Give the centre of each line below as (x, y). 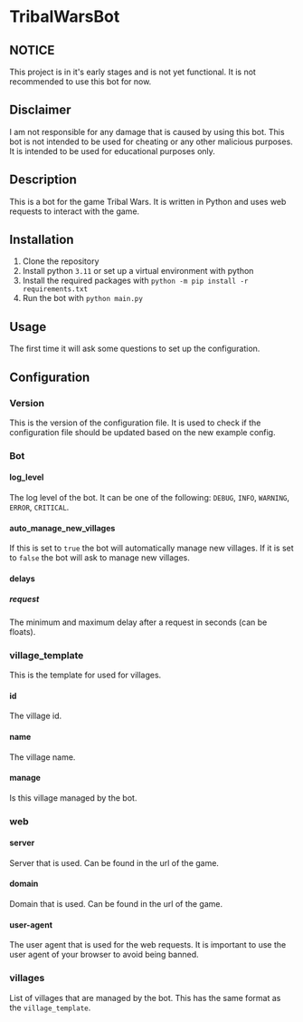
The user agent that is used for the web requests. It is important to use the (148, 945)
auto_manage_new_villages (62, 528)
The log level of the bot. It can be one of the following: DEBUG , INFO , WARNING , (150, 498)
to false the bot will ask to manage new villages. (99, 558)
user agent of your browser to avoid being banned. (104, 955)
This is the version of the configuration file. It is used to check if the (135, 423)
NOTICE (32, 50)
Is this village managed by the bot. (73, 798)
